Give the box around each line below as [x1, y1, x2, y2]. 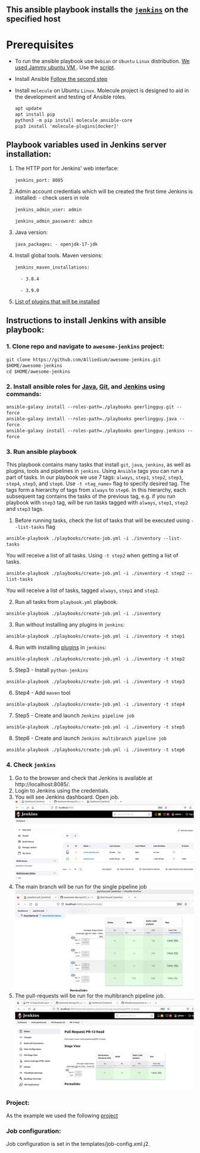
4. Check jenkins [6, 761, 56, 769]
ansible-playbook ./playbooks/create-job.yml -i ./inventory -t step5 [6, 724, 185, 730]
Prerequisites [6, 38, 74, 51]
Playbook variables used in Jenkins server [6, 139, 167, 149]
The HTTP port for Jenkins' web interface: [14, 165, 119, 172]
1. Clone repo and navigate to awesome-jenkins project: [6, 342, 165, 351]
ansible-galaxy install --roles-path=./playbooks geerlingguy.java [6, 416, 177, 422]
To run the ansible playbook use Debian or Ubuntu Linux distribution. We [14, 58, 190, 65]
